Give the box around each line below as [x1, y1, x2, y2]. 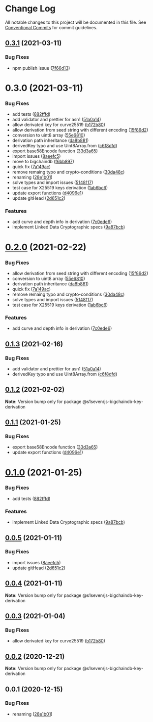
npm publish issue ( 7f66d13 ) [12, 65, 70, 71]
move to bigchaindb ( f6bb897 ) [12, 159, 75, 165]
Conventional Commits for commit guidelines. [5, 24, 97, 30]
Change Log [5, 3, 56, 14]
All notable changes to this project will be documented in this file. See [5, 19, 147, 25]
